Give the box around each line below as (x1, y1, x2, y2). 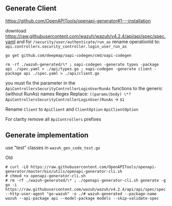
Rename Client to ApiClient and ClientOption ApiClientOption (5, 106, 139, 112)
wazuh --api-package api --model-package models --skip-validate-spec (5, 196, 159, 201)
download (5, 28, 27, 34)
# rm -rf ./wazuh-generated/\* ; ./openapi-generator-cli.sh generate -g (5, 178, 166, 183)
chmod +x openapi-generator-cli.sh (10, 173, 86, 178)
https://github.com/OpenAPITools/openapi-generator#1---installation (5, 17, 151, 24)
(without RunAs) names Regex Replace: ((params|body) (5, 91, 122, 97)
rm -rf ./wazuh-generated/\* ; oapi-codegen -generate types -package (5, 61, 159, 67)
